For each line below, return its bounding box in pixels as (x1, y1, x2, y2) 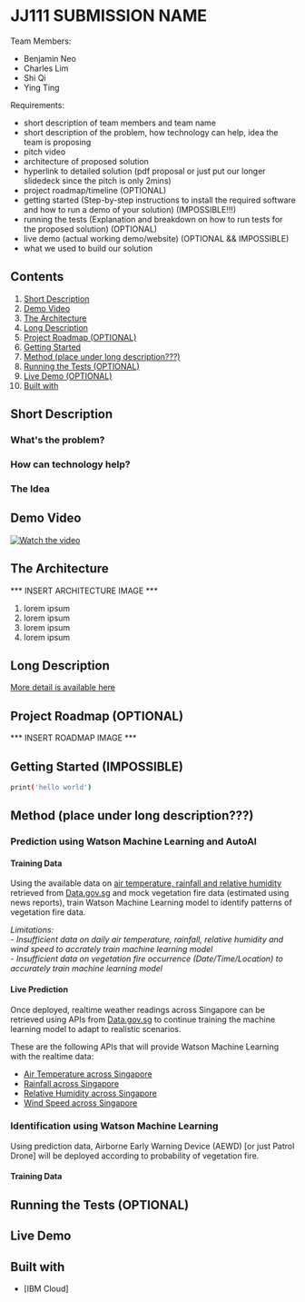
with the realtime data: (10, 1050, 94, 1061)
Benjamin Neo (23, 53, 76, 64)
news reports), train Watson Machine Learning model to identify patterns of (10, 897, 293, 909)
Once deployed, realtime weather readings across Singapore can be (10, 1004, 266, 1015)
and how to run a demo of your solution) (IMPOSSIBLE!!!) (23, 204, 237, 214)
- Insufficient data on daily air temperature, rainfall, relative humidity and (10, 934, 284, 945)
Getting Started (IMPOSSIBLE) (10, 759, 184, 774)
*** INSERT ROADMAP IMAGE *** (10, 732, 137, 743)
